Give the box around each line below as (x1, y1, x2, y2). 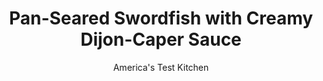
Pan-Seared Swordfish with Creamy (8, 7, 314, 30)
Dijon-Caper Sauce (80, 28, 242, 51)
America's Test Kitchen (112, 61, 210, 73)
